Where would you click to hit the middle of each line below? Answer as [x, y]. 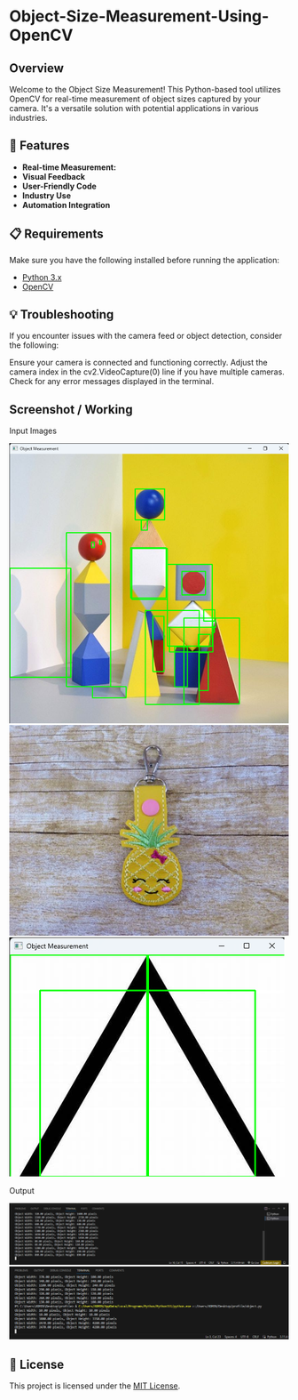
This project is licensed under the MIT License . [95, 1386]
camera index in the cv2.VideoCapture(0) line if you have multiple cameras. [147, 372]
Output [22, 1190]
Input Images [33, 431]
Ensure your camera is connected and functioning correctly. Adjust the [138, 363]
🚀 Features [39, 145]
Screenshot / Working [71, 410]
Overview [37, 68]
